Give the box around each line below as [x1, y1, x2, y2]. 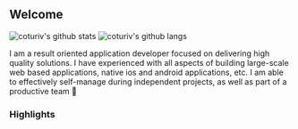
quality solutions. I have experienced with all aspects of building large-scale [9, 57, 289, 68]
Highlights [9, 108, 55, 120]
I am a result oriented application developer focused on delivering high [9, 48, 270, 59]
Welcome [9, 7, 64, 22]
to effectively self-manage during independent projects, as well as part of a [9, 76, 287, 87]
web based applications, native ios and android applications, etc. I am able [9, 67, 284, 77]
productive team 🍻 [9, 85, 78, 96]
